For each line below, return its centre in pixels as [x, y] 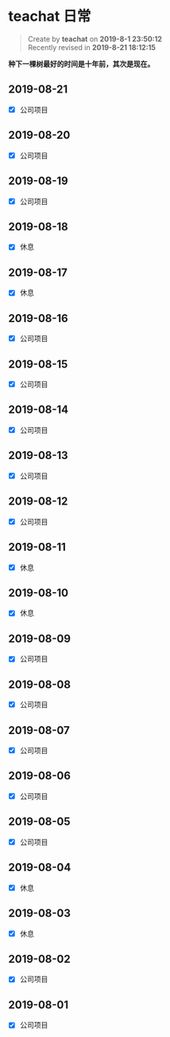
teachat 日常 [50, 16]
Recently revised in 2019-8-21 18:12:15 [92, 47]
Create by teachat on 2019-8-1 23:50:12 [95, 39]
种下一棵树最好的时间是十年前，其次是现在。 [81, 64]
